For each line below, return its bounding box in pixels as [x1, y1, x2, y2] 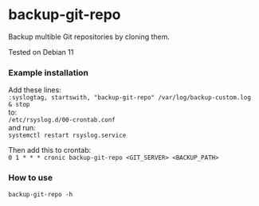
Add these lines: [8, 85, 61, 95]
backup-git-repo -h [8, 190, 73, 198]
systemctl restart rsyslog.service [8, 131, 127, 140]
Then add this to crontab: [8, 146, 92, 155]
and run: [8, 123, 36, 133]
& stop [8, 101, 30, 109]
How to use [8, 173, 53, 184]
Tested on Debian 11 [8, 47, 74, 56]
